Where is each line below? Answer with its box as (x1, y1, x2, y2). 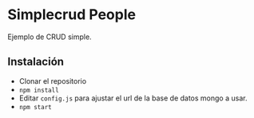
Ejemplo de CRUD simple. (7, 32, 93, 41)
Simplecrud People (7, 6, 137, 24)
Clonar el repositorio (18, 76, 87, 85)
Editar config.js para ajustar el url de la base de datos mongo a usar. (18, 93, 248, 103)
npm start (18, 103, 53, 111)
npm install (18, 86, 59, 94)
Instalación (7, 55, 65, 69)
